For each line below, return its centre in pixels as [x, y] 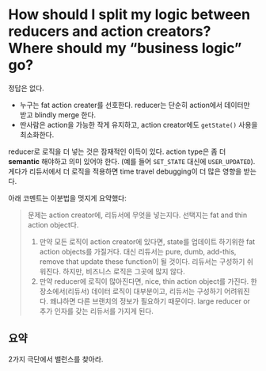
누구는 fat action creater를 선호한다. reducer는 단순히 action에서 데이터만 [135, 105]
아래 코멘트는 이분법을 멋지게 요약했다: [67, 198]
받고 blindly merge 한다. [58, 115]
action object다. [53, 224]
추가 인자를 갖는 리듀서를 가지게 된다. [97, 311]
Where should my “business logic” [125, 48]
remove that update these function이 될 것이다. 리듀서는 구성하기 [142, 261]
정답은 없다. [27, 88]
